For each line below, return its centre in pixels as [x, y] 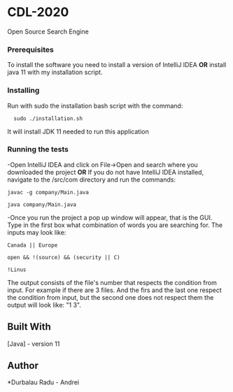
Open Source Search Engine [48, 31]
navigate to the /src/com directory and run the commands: [92, 180]
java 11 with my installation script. [55, 72]
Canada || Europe [33, 245]
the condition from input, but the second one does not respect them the [111, 297]
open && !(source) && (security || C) [64, 257]
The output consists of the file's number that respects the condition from [112, 282]
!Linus [17, 270]
